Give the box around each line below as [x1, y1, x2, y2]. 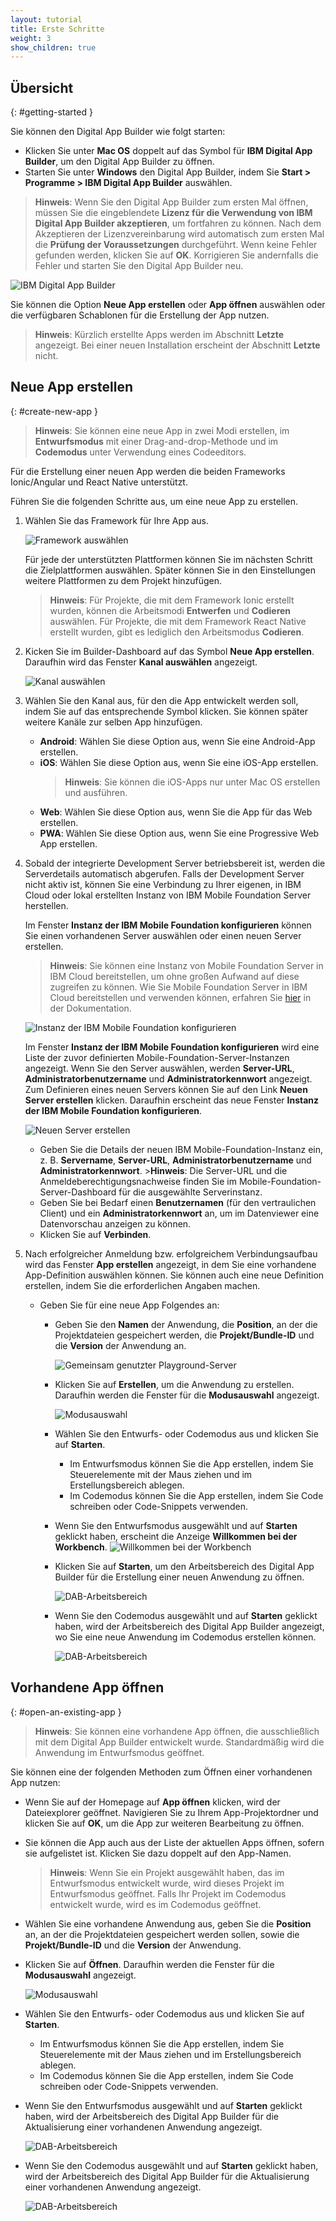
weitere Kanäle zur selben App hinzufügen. [24, 716, 203, 728]
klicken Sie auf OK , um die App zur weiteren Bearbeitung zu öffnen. [24, 1817, 305, 1829]
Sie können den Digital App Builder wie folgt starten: [10, 126, 226, 138]
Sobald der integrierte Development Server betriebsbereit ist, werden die [24, 857, 326, 869]
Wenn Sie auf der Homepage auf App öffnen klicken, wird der [24, 1796, 281, 1808]
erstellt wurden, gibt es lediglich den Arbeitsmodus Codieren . [49, 626, 305, 638]
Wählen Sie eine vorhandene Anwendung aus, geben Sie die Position [24, 1917, 312, 1930]
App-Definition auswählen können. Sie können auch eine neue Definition [24, 1269, 325, 1281]
